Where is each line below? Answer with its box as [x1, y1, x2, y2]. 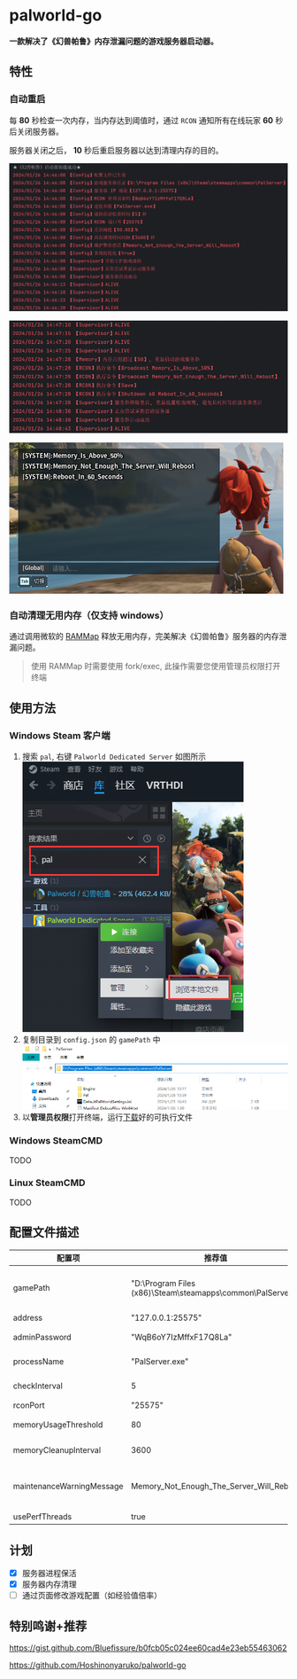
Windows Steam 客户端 [9, 729, 110, 741]
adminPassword [12, 1331, 72, 1343]
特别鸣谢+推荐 [9, 1619, 88, 1634]
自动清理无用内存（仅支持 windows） [9, 609, 170, 621]
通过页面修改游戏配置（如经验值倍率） [21, 1590, 162, 1601]
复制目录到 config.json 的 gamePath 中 [21, 1034, 161, 1044]
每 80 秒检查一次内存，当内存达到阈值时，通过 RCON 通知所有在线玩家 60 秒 [9, 114, 284, 125]
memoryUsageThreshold [12, 1419, 103, 1430]
